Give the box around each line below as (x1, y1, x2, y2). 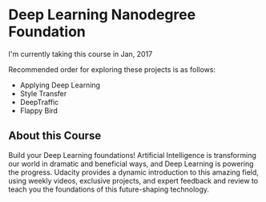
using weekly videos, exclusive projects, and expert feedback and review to (8, 176, 259, 185)
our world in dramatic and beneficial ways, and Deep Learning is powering (8, 159, 254, 168)
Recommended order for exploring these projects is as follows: (8, 64, 216, 74)
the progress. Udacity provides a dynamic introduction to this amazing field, (8, 167, 259, 177)
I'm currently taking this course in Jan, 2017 (8, 49, 153, 59)
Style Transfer (19, 88, 67, 98)
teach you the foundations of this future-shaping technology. (8, 184, 210, 194)
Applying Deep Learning (19, 80, 101, 90)
